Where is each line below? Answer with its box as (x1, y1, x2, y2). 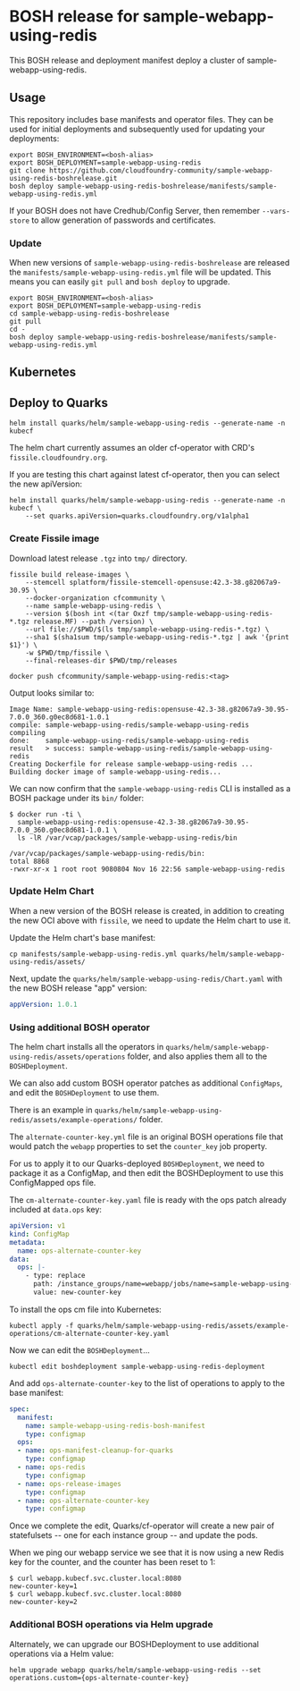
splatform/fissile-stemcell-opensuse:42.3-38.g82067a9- (69, 578, 281, 587)
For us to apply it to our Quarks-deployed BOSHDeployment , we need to (9, 1158, 265, 1169)
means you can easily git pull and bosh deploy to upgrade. (9, 276, 230, 287)
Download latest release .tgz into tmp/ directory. (9, 553, 187, 563)
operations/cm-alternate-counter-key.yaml (9, 1329, 170, 1338)
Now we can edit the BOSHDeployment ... (9, 1344, 150, 1356)
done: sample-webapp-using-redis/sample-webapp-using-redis (9, 736, 250, 745)
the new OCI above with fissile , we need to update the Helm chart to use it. (9, 915, 291, 926)
